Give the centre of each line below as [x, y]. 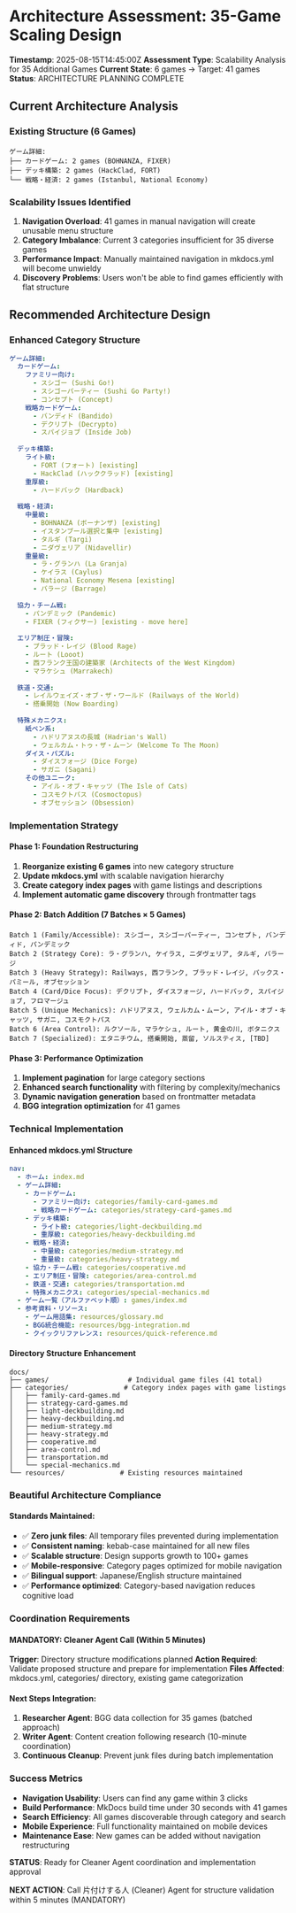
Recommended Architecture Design [110, 315]
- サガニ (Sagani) [65, 770]
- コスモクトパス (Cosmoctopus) [87, 794]
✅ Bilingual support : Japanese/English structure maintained [132, 1576]
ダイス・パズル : [50, 753]
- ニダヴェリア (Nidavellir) [82, 548]
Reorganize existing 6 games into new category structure [128, 866]
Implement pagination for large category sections [114, 1078]
